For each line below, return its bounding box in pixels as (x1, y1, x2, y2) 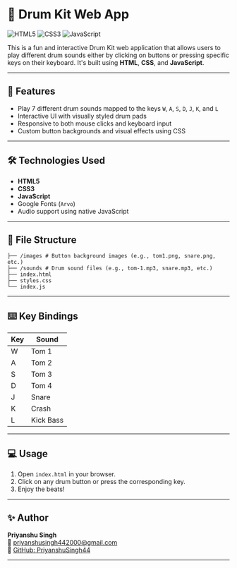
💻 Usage (7, 447, 48, 459)
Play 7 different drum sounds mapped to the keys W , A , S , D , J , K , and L (17, 104, 219, 112)
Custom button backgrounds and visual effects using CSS (17, 126, 186, 135)
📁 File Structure (7, 234, 77, 246)
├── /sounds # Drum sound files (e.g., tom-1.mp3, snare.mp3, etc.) (7, 265, 213, 272)
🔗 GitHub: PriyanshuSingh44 (7, 545, 90, 554)
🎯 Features (7, 85, 56, 97)
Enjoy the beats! (17, 485, 65, 493)
